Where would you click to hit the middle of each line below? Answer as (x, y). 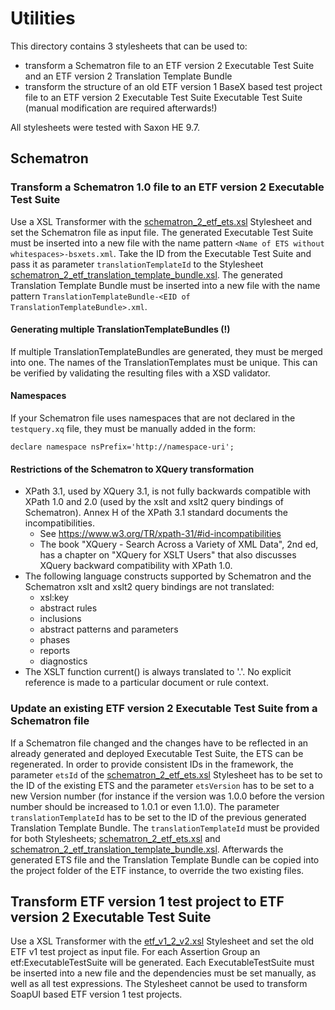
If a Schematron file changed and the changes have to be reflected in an (159, 743)
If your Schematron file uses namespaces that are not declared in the (153, 418)
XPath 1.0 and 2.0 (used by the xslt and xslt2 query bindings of (154, 502)
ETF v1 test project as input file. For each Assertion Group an (135, 952)
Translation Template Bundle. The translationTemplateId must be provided (165, 828)
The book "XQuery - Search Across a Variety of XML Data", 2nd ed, (179, 544)
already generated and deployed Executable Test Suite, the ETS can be (157, 753)
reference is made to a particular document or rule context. (146, 683)
